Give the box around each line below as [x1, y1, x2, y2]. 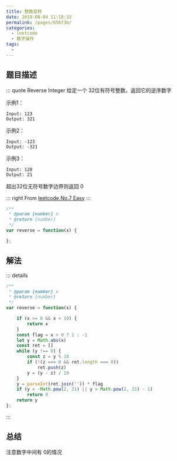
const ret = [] [16, 343, 54, 349]
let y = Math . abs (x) [16, 337, 67, 343]
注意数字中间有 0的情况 [6, 448, 63, 455]
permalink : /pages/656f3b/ [6, 19, 72, 25]
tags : [6, 42, 19, 48]
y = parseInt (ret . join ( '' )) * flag [16, 381, 103, 387]
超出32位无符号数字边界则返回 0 [6, 182, 84, 189]
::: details [6, 272, 28, 279]
